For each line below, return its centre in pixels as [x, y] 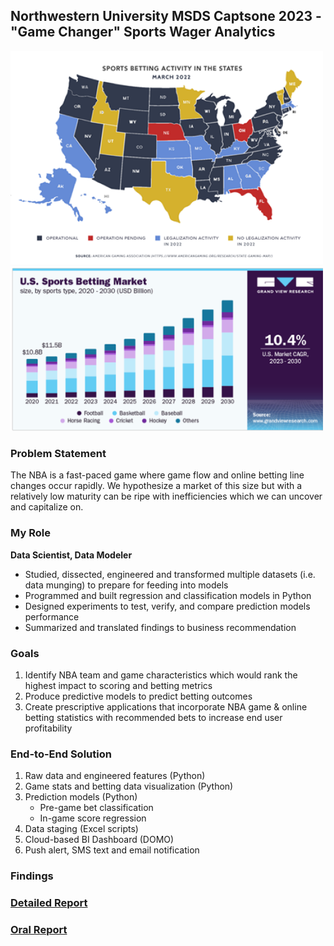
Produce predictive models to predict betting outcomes [138, 696]
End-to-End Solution [61, 754]
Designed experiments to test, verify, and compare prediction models [167, 606]
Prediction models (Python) [81, 797]
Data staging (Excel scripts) [81, 829]
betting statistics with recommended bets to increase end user [153, 717]
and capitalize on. [47, 507]
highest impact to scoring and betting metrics [118, 685]
